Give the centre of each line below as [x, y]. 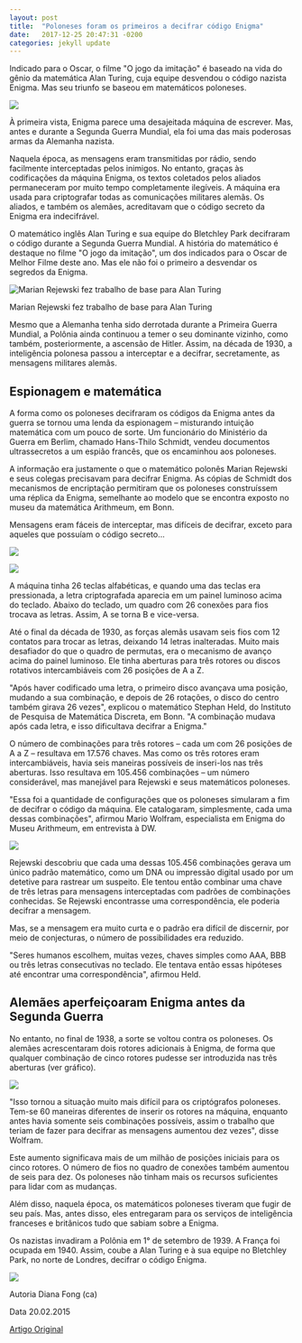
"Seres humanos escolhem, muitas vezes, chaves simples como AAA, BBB [148, 955]
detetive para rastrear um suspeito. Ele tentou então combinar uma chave [146, 882]
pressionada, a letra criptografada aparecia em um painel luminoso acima [146, 596]
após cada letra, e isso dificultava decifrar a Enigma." [108, 727]
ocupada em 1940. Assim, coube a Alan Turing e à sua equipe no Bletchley [148, 1250]
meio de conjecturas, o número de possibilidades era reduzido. [127, 938]
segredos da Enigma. [49, 273]
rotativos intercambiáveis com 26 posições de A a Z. [107, 671]
